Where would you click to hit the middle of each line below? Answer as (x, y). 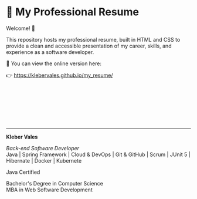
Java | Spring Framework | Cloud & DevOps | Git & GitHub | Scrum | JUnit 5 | (98, 154)
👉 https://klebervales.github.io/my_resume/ (60, 75)
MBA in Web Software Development (49, 190)
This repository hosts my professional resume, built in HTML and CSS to (93, 39)
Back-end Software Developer (43, 148)
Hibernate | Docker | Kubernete (44, 160)
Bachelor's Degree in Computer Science (55, 183)
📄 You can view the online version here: (54, 63)
